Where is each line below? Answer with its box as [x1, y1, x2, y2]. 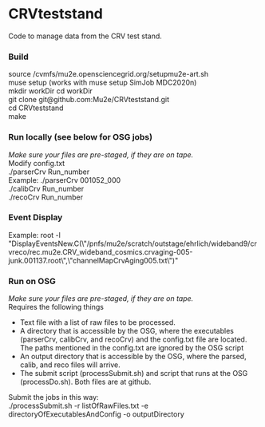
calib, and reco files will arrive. [19, 360, 121, 370]
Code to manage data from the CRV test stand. [8, 31, 162, 41]
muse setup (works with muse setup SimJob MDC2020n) [8, 77, 197, 88]
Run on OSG [8, 275, 56, 287]
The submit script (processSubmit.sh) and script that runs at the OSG [19, 369, 248, 378]
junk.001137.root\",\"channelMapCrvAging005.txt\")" [8, 255, 179, 265]
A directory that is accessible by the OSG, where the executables [19, 326, 234, 336]
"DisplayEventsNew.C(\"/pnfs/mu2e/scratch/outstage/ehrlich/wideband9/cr [8, 239, 257, 248]
